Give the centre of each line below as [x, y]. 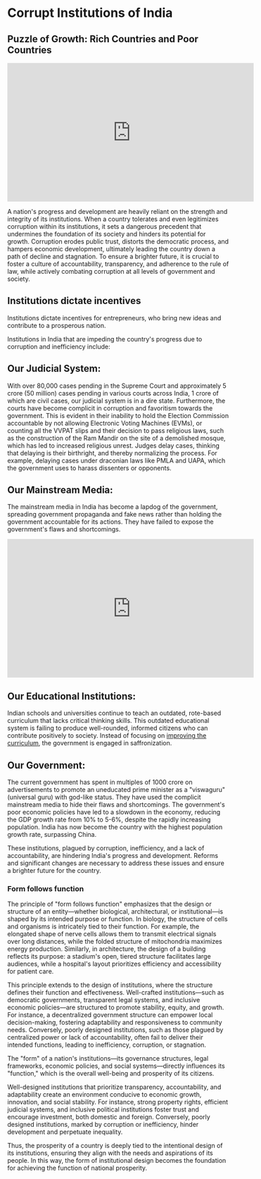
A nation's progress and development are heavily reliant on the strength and [117, 212]
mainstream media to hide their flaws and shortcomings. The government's [116, 805]
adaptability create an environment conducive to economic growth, [104, 1095]
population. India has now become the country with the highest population [115, 827]
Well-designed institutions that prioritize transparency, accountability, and [114, 1087]
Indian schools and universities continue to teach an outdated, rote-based [114, 713]
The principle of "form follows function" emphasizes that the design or [110, 904]
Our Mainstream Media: [61, 490]
